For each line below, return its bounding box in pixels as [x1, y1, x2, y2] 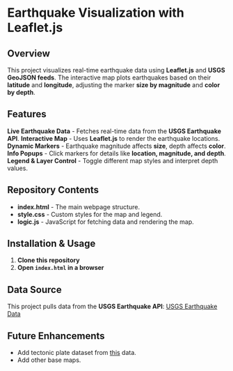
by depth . [7, 89, 36, 96]
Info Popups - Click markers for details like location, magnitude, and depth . [7, 149, 226, 158]
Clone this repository [17, 256, 80, 264]
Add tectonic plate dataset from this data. [17, 349, 137, 357]
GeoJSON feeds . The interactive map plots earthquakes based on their [7, 73, 211, 82]
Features [7, 108, 47, 120]
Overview [7, 47, 51, 59]
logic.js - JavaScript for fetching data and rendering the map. [17, 218, 195, 226]
